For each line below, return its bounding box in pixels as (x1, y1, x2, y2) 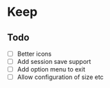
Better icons (16, 49, 52, 58)
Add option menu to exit (16, 65, 86, 74)
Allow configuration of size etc (16, 73, 104, 81)
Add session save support (16, 58, 91, 66)
